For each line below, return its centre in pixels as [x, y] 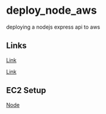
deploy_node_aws [52, 10]
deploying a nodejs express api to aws [53, 27]
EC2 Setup [26, 90]
